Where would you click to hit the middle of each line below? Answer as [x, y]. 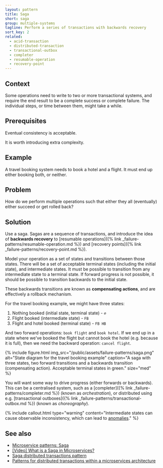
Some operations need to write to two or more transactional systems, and [78, 95]
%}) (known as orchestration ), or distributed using [102, 393]
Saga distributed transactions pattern [49, 456]
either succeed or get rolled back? [39, 207]
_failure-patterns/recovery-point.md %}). [46, 250]
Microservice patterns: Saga [40, 445]
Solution [18, 222]
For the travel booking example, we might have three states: [65, 304]
